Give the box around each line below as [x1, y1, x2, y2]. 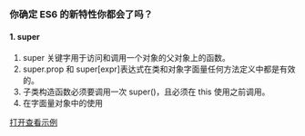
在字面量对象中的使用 [22, 98, 103, 109]
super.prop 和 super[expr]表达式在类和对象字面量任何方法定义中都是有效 [22, 63, 296, 74]
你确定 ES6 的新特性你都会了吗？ [9, 7, 153, 20]
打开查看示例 [9, 117, 57, 128]
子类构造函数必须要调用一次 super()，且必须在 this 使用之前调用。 [22, 86, 270, 97]
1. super [9, 31, 41, 42]
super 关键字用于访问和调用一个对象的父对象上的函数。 [22, 53, 230, 63]
